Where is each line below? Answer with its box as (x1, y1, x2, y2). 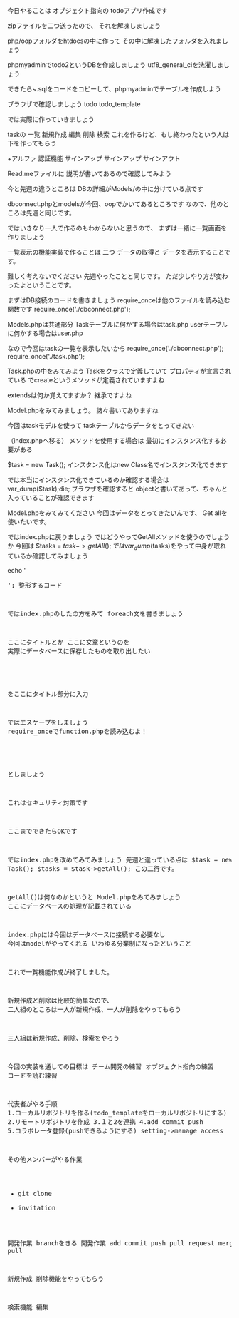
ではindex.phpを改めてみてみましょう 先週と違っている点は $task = (7, 855, 218, 864)
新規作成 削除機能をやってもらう (7, 1274, 105, 1282)
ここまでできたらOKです (7, 827, 78, 835)
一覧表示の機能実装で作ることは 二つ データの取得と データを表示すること (7, 248, 225, 256)
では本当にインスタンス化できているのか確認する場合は (7, 476, 169, 484)
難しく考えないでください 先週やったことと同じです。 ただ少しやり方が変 (7, 272, 222, 280)
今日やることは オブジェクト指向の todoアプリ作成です (7, 6, 168, 14)
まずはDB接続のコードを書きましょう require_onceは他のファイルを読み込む (7, 296, 231, 305)
